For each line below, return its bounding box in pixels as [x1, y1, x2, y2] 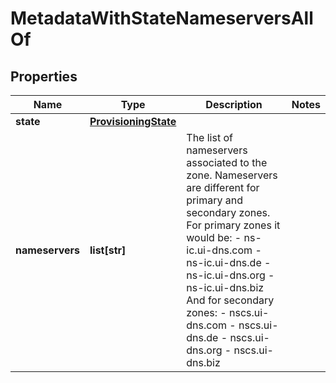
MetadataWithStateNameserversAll [10, 7, 314, 30]
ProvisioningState [89, 115, 177, 128]
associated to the [186, 156, 268, 169]
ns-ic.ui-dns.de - [186, 256, 272, 269]
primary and [186, 193, 243, 207]
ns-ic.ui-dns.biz [186, 281, 265, 294]
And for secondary [186, 293, 275, 307]
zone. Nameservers [186, 168, 278, 182]
